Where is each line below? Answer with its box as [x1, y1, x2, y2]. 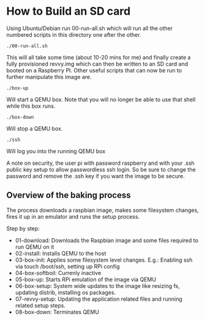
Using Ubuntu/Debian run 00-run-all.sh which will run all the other [6, 25, 173, 32]
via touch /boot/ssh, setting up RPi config [15, 262, 121, 270]
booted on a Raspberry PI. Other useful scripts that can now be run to [6, 66, 182, 74]
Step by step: [6, 225, 40, 232]
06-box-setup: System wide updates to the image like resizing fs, [15, 282, 181, 289]
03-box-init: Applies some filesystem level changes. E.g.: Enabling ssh [15, 256, 193, 263]
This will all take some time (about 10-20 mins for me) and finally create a [6, 53, 191, 61]
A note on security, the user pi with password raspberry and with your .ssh [6, 159, 195, 167]
